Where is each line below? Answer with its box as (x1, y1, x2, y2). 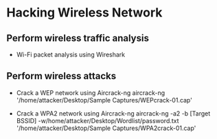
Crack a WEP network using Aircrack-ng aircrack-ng (16, 88, 165, 97)
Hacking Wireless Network (6, 5, 163, 21)
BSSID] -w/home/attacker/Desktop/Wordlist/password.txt (16, 116, 179, 125)
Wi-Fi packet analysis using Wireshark (16, 50, 126, 58)
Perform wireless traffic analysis (6, 32, 149, 44)
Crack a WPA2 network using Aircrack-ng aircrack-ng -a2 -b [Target (16, 109, 211, 118)
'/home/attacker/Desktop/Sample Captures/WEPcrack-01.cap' (16, 96, 193, 104)
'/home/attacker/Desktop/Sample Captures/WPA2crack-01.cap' (16, 124, 196, 132)
